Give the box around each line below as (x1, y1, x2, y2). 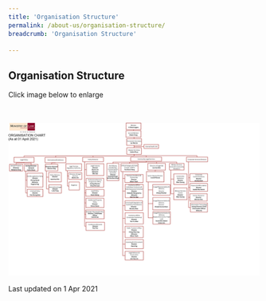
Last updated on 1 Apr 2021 (8, 284, 98, 294)
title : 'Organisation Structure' (8, 13, 119, 21)
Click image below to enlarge (8, 90, 104, 100)
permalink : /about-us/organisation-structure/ (8, 21, 166, 30)
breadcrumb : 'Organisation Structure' (8, 30, 137, 38)
